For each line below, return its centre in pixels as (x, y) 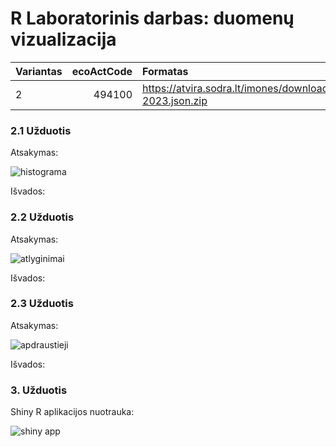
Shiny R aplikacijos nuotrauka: (72, 412)
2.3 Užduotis (42, 304)
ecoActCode (102, 71)
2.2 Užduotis (42, 217)
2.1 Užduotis (41, 130)
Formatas (165, 71)
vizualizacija (63, 39)
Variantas (39, 71)
